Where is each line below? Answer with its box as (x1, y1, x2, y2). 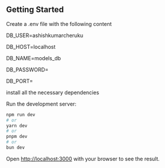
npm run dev (6, 111, 35, 117)
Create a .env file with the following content (6, 20, 112, 27)
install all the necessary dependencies (6, 88, 100, 96)
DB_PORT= (6, 77, 34, 84)
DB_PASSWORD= (6, 66, 49, 73)
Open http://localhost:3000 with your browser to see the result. (6, 155, 160, 162)
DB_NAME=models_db (6, 54, 61, 61)
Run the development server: (6, 100, 77, 107)
